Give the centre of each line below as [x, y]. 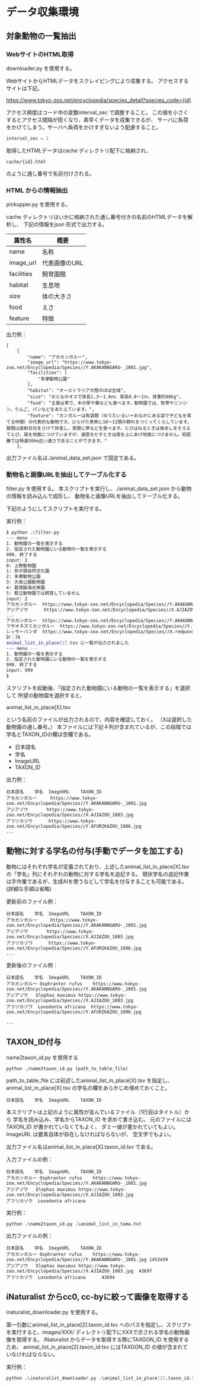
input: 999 [20, 671]
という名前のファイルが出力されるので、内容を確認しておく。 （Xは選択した [99, 719]
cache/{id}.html [26, 162]
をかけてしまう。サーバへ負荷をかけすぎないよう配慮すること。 [84, 127]
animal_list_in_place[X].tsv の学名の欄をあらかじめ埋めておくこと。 [88, 1088]
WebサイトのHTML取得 [40, 54]
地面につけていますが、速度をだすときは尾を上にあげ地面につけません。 [107, 435]
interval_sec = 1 [28, 138]
